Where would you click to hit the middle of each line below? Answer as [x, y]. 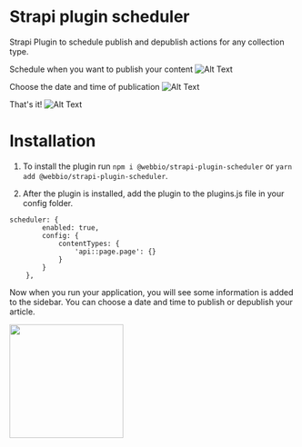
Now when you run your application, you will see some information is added [151, 292]
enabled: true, [71, 228]
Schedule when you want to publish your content [101, 69]
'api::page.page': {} [115, 252]
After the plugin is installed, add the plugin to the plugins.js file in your [153, 194]
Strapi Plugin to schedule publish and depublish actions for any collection [147, 42]
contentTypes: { [89, 243]
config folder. [48, 203]
